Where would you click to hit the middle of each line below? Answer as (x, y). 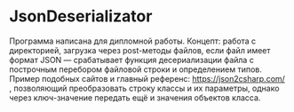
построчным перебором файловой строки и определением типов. (135, 69)
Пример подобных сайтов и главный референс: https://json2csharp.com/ (147, 78)
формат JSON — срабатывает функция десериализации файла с (132, 60)
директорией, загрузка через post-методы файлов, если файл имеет (140, 50)
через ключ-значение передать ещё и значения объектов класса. (135, 97)
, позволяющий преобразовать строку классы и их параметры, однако (144, 88)
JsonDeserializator (81, 16)
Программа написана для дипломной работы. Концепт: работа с (133, 41)
